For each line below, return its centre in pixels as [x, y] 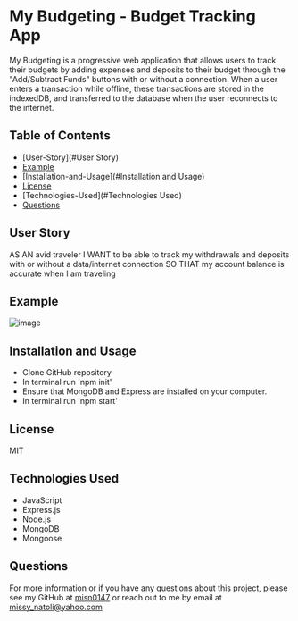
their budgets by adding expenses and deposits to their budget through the [147, 70]
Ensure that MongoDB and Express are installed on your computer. [145, 391]
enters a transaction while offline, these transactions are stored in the [137, 88]
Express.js [41, 509]
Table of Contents [60, 136]
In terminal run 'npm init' [67, 382]
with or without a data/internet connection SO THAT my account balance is [147, 264]
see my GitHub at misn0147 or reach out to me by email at [116, 597]
